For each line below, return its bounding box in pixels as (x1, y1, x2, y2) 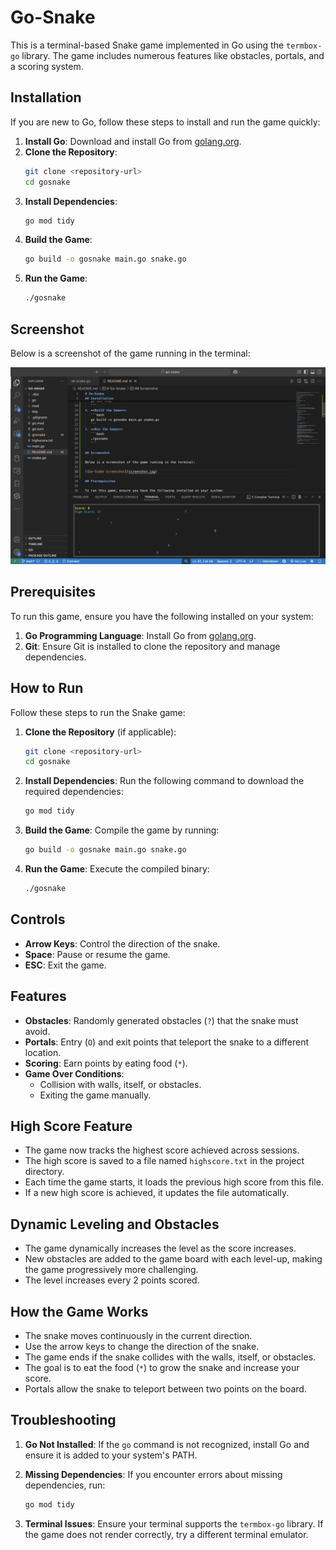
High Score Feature (10, 1117, 133, 1135)
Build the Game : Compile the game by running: (24, 824, 220, 836)
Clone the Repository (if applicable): (24, 726, 177, 738)
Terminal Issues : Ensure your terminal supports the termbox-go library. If (24, 1517, 324, 1530)
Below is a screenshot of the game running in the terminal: (10, 347, 251, 359)
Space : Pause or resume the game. (24, 948, 171, 960)
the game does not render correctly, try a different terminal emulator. (24, 1528, 309, 1540)
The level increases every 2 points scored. (24, 1274, 200, 1286)
